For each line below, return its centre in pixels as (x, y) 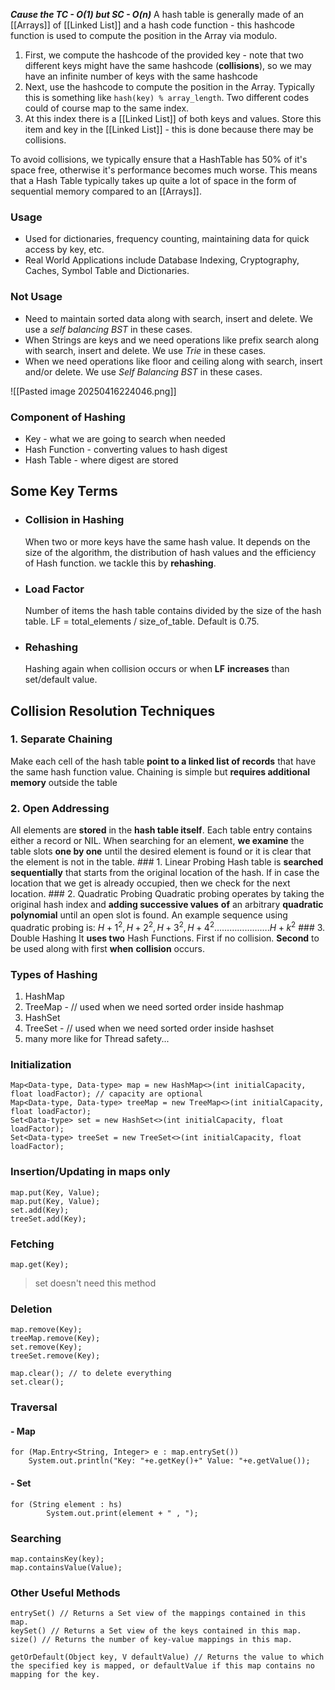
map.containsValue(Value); (66, 1567)
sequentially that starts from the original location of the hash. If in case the (165, 873)
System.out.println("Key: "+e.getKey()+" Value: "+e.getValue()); (169, 1461)
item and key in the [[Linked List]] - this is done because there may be (169, 129)
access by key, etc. (64, 250)
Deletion (31, 1309)
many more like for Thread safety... (97, 1039)
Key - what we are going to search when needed (125, 438)
